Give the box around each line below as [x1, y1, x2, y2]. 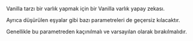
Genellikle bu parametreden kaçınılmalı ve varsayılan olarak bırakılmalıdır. [6, 28, 188, 35]
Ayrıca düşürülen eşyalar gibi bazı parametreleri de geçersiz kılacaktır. [6, 17, 180, 23]
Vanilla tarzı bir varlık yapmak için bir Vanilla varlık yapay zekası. [6, 5, 165, 12]
